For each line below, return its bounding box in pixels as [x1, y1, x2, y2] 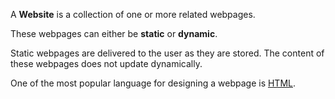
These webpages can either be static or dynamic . [10, 28, 218, 39]
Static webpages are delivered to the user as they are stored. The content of [10, 47, 325, 59]
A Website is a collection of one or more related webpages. [10, 9, 256, 20]
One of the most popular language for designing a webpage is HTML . [10, 77, 297, 89]
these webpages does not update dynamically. [10, 58, 203, 69]
